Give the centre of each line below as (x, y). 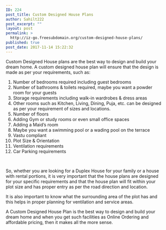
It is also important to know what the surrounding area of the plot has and (81, 196)
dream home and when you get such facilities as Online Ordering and (77, 217)
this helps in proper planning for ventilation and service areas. (70, 202)
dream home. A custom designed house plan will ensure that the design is (82, 67)
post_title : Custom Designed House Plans (50, 15)
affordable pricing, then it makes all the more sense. (59, 222)
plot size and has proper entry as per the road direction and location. (77, 187)
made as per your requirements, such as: (48, 72)
